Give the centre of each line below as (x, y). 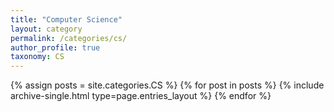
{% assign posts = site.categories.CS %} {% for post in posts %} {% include (167, 85)
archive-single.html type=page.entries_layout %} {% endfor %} (141, 96)
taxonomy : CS (37, 57)
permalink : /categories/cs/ (69, 38)
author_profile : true (55, 47)
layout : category (46, 29)
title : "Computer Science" (66, 19)
